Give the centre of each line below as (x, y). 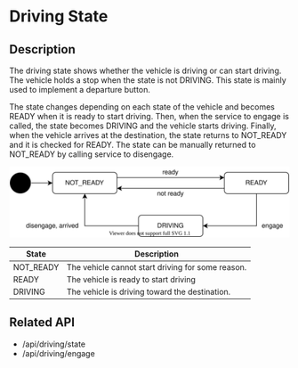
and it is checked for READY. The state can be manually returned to (133, 145)
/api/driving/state (54, 344)
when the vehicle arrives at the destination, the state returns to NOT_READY (148, 135)
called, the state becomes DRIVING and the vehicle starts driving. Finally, (143, 126)
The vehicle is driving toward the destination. (149, 292)
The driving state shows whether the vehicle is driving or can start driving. (145, 70)
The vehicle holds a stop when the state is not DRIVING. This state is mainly (148, 80)
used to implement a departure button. (80, 90)
